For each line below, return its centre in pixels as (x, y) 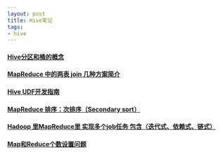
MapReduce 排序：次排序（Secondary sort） (74, 109)
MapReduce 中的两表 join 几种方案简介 (64, 74)
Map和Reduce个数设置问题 (47, 144)
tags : (15, 27)
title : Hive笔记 (30, 20)
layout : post (26, 14)
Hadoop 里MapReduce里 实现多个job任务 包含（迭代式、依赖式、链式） (112, 127)
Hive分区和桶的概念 (36, 56)
